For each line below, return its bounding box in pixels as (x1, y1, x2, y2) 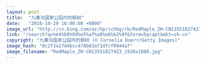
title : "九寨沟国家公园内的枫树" (6, 15, 85, 21)
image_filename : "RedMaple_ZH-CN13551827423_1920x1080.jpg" (6, 49, 164, 55)
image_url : (6, 26, 34, 32)
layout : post (6, 9, 40, 15)
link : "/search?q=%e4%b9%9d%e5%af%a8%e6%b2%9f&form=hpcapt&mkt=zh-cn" (6, 32, 191, 38)
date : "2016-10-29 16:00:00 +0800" (6, 20, 103, 26)
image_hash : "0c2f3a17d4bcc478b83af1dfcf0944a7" (6, 43, 133, 49)
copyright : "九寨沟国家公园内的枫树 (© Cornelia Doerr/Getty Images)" (6, 37, 180, 43)
